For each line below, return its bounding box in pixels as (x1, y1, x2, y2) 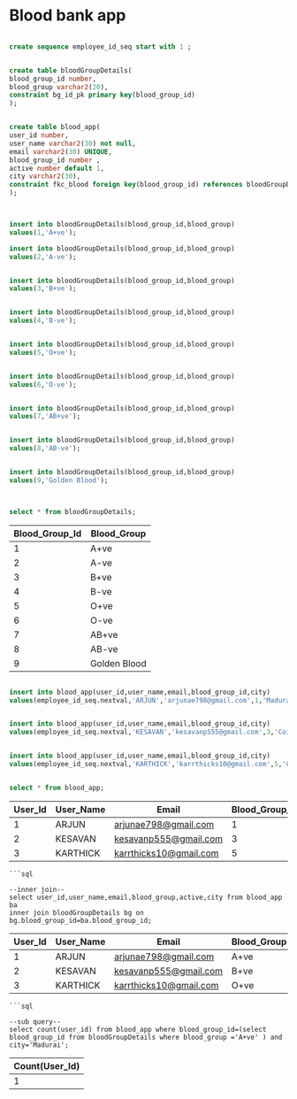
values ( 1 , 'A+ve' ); (9, 227, 77, 237)
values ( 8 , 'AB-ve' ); (9, 444, 81, 453)
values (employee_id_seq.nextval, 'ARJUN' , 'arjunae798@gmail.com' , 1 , (9, 696, 263, 704)
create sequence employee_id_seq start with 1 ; (9, 42, 192, 51)
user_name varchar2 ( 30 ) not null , (9, 139, 137, 148)
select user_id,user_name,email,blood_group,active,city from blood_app (9, 893, 283, 902)
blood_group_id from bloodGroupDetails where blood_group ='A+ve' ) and (9, 1033, 283, 1041)
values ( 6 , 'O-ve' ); (9, 380, 77, 389)
